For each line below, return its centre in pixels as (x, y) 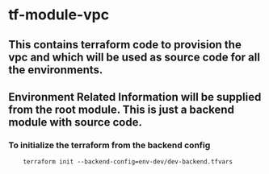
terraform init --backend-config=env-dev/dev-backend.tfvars (128, 162)
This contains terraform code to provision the (125, 45)
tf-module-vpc (59, 15)
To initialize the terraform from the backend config (109, 145)
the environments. (56, 70)
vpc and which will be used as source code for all (134, 57)
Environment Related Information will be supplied (135, 97)
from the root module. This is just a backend (121, 109)
